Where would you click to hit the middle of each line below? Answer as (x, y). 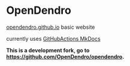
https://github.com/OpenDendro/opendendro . (65, 56)
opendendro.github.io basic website (51, 27)
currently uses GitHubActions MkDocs (53, 38)
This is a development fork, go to (48, 50)
